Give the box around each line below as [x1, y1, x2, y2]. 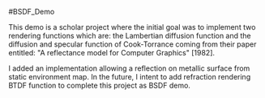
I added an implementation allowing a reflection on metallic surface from [8, 63, 250, 73]
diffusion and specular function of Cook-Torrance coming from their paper [8, 39, 257, 49]
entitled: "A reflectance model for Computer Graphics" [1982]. [8, 48, 216, 57]
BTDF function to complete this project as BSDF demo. [8, 80, 190, 90]
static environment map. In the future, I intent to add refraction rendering [8, 72, 251, 81]
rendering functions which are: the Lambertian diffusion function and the [8, 31, 251, 40]
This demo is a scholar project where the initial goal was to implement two [8, 22, 256, 31]
